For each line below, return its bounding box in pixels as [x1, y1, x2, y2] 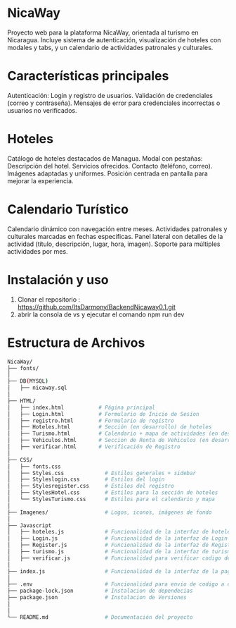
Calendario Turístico [7, 202, 129, 217]
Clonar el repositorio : [17, 295, 81, 304]
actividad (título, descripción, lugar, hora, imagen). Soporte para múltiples [7, 240, 221, 248]
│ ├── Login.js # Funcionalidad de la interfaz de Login [7, 535, 228, 542]
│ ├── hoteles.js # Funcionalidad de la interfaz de [7, 529, 209, 536]
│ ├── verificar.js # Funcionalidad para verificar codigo [7, 555, 221, 562]
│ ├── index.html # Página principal [7, 404, 156, 411]
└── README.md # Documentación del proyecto [7, 613, 193, 621]
